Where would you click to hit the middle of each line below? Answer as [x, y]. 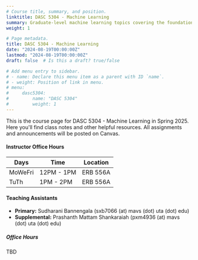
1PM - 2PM [56, 182]
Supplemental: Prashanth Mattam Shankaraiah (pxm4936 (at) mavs [97, 217]
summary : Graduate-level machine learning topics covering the [85, 22]
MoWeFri [22, 172]
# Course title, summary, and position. [57, 11]
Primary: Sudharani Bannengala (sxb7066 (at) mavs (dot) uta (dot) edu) [102, 211]
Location [96, 162]
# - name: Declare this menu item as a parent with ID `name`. [85, 77]
